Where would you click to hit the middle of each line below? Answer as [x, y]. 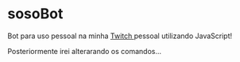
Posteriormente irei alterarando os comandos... [85, 51]
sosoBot [35, 14]
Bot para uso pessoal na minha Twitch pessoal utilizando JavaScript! [120, 36]
